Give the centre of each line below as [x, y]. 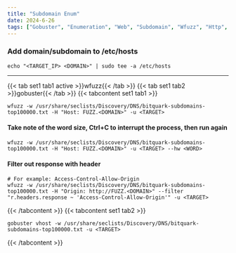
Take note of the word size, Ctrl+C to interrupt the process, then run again [117, 128]
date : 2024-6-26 [31, 20]
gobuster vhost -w [34, 223]
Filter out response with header [54, 164]
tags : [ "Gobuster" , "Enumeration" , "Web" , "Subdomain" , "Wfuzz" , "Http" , [118, 27]
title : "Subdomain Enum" [44, 14]
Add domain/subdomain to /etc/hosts [73, 51]
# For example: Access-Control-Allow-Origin [73, 179]
